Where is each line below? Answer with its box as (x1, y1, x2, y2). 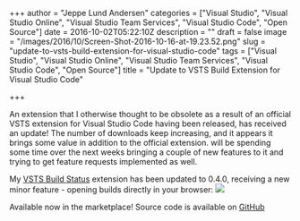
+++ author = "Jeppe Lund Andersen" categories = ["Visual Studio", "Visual (9, 8, 288, 18)
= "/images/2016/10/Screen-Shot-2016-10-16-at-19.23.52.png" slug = (9, 36, 266, 47)
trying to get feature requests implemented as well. (9, 157, 198, 166)
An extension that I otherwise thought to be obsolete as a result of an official (9, 109, 291, 119)
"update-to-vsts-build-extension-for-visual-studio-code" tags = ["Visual (9, 46, 278, 56)
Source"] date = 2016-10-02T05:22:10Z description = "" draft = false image (9, 27, 287, 37)
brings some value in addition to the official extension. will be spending (9, 138, 271, 148)
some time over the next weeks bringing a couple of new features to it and (9, 147, 284, 157)
